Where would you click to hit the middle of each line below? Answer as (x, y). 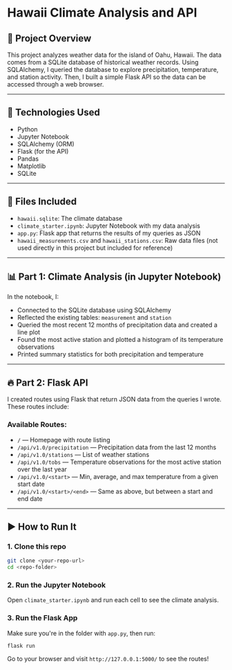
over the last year (42, 469)
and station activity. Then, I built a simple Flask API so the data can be (107, 77)
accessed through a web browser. (56, 84)
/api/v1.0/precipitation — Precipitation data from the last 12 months (117, 447)
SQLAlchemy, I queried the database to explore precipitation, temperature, (113, 70)
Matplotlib (31, 166)
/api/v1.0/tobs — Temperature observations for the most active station (119, 462)
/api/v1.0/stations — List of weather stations (83, 454)
